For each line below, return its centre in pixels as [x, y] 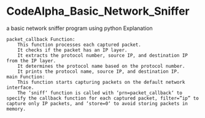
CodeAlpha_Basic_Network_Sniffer [98, 11]
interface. [20, 87]
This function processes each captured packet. [79, 45]
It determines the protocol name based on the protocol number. [101, 66]
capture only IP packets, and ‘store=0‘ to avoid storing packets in [97, 103]
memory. [16, 109]
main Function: [26, 77]
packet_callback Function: [41, 39]
